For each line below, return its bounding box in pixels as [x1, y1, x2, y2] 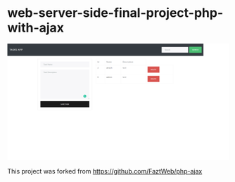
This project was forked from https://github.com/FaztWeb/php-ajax [7, 167, 203, 175]
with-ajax [7, 20, 65, 36]
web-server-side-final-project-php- [7, 5, 224, 21]
